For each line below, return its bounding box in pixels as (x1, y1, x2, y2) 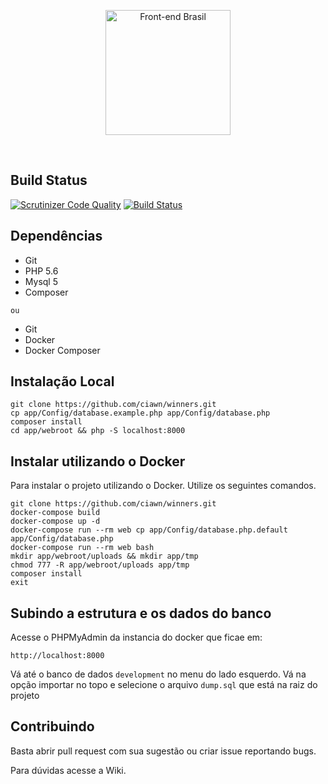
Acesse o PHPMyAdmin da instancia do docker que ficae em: (10, 631, 263, 644)
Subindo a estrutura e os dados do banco (10, 605, 272, 622)
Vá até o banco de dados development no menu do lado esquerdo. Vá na (10, 668, 307, 680)
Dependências (10, 228, 103, 245)
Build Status (10, 172, 88, 189)
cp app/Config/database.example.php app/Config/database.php (10, 408, 271, 419)
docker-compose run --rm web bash (10, 543, 155, 553)
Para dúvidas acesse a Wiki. (10, 764, 127, 776)
